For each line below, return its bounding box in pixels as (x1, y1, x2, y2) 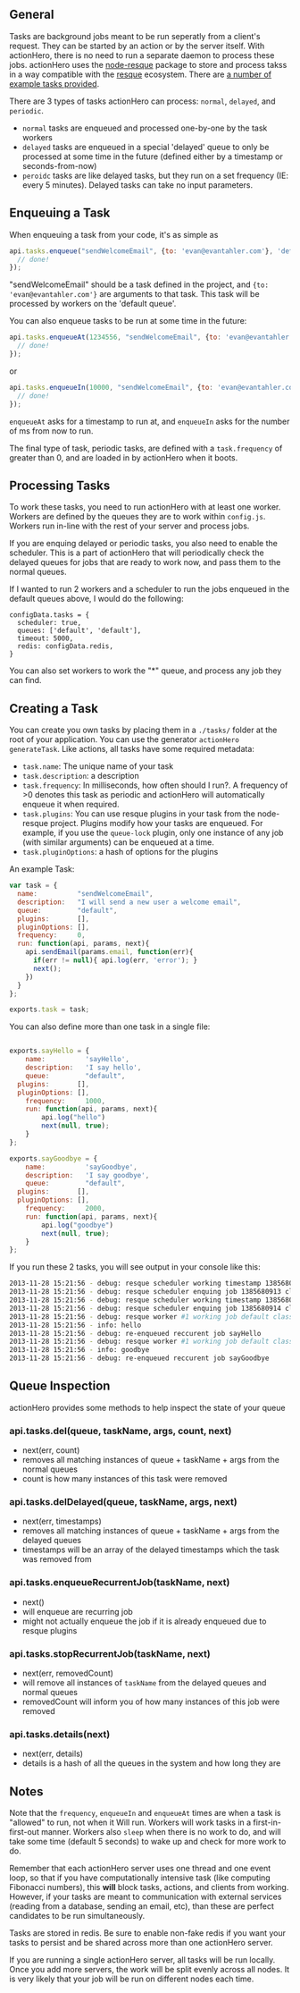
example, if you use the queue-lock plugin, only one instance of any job (21, 827, 284, 839)
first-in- (253, 1817, 281, 1828)
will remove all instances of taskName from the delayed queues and (21, 1677, 267, 1688)
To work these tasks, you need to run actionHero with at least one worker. (9, 502, 281, 512)
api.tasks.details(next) (9, 1727, 111, 1740)
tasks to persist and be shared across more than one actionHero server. (9, 1938, 274, 1948)
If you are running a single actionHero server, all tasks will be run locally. (9, 1955, 276, 1965)
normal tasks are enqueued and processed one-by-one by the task (21, 122, 268, 133)
